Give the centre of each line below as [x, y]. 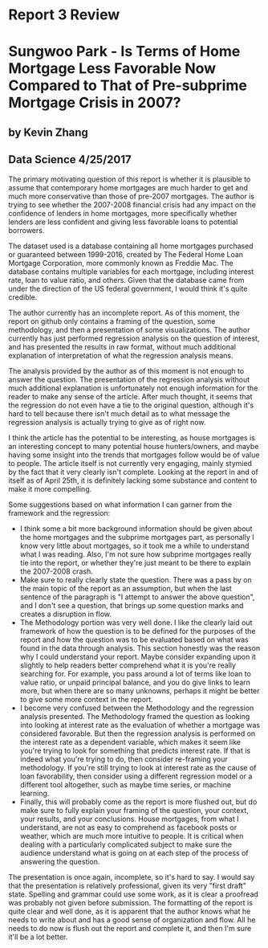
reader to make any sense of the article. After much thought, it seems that [130, 396]
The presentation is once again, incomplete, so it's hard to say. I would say [132, 876]
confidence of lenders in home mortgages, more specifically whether [123, 213]
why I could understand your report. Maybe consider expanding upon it [138, 656]
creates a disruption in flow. [66, 614]
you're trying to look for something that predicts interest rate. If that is [135, 750]
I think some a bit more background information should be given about [136, 529]
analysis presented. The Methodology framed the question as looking [135, 716]
